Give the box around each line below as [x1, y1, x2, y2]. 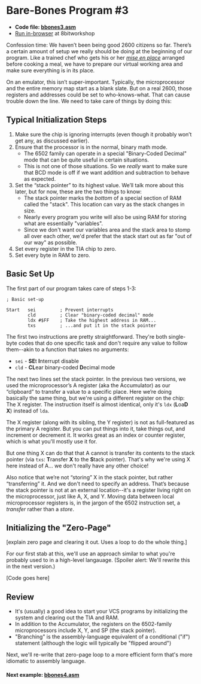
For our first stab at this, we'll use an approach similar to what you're [6, 550, 175, 557]
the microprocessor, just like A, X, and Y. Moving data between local [6, 493, 175, 500]
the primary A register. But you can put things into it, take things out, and [6, 425, 185, 432]
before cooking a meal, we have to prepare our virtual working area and [6, 60, 183, 68]
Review [6, 592, 35, 602]
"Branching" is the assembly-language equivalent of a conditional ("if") [14, 633, 190, 640]
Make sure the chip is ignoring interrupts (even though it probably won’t [14, 130, 192, 138]
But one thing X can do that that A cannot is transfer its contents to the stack [6, 449, 195, 457]
